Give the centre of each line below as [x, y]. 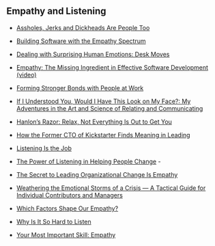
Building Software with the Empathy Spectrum [81, 41]
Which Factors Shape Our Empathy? [67, 208]
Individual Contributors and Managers [70, 195]
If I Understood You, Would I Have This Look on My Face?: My [103, 101]
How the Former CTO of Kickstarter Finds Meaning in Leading [103, 135]
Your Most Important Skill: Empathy [66, 234]
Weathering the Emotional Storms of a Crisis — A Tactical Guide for [111, 188]
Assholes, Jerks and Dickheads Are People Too [83, 27]
